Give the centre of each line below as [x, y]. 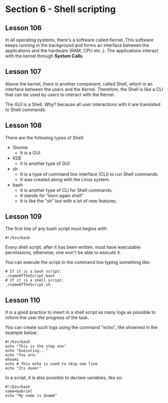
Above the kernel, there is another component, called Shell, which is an [79, 84]
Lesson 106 [23, 28]
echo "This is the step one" [36, 346]
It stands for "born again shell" [52, 195]
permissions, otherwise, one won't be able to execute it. [63, 253]
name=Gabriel [19, 391]
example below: [22, 333]
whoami [12, 360]
